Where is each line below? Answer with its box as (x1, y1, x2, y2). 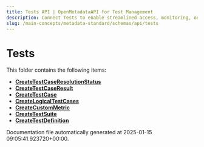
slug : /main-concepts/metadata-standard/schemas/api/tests (6, 20, 159, 26)
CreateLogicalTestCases (15, 98, 79, 105)
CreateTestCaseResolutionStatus (15, 78, 101, 86)
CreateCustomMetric (15, 104, 70, 111)
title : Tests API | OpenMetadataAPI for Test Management (6, 9, 154, 15)
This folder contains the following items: (6, 66, 107, 73)
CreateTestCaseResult (15, 84, 73, 92)
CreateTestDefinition (15, 117, 69, 125)
